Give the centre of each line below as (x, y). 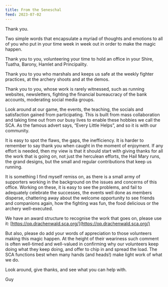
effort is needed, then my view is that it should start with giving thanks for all (84, 151)
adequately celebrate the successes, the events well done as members (78, 192)
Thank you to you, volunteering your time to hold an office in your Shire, (79, 59)
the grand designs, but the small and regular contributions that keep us (78, 161)
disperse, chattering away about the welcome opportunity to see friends (80, 198)
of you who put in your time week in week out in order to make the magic (81, 44)
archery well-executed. (29, 208)
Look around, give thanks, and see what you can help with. (66, 269)
